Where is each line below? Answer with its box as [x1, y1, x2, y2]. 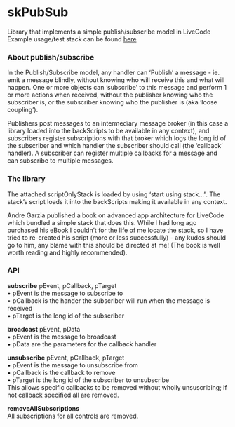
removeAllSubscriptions [7, 404, 80, 412]
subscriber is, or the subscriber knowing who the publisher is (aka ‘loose [7, 98, 217, 107]
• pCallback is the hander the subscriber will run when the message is [7, 296, 210, 305]
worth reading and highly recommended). [7, 248, 128, 257]
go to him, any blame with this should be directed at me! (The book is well [7, 240, 221, 249]
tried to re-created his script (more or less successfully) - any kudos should [7, 233, 227, 242]
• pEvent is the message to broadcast [7, 332, 117, 341]
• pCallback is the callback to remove [7, 368, 116, 377]
